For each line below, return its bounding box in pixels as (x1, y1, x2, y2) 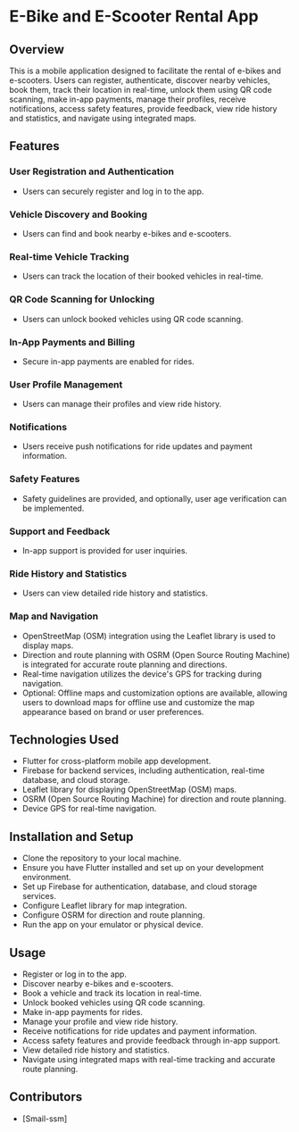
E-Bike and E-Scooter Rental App (9, 6, 259, 27)
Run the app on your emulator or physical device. (21, 920, 203, 930)
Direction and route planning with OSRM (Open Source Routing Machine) (21, 649, 290, 660)
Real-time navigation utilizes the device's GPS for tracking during (21, 668, 262, 679)
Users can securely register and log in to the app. (21, 186, 204, 196)
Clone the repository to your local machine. (21, 853, 181, 863)
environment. (21, 872, 71, 883)
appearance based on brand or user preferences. (21, 706, 204, 717)
